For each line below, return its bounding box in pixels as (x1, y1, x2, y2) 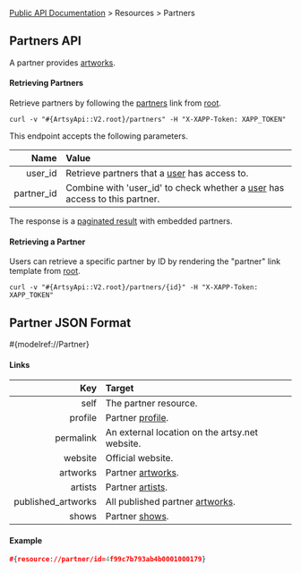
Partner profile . (105, 412, 169, 424)
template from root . (9, 266, 81, 277)
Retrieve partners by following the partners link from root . (9, 98, 222, 108)
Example (9, 535, 43, 545)
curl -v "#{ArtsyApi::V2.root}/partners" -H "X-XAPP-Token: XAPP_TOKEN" (9, 115, 287, 124)
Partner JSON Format (9, 315, 132, 330)
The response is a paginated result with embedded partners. (9, 216, 233, 227)
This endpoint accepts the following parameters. (9, 131, 188, 141)
